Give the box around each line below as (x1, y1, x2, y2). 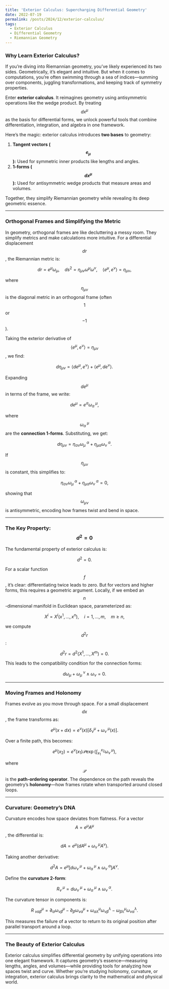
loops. (5, 787, 19, 793)
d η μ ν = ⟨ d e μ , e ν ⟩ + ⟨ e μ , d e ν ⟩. (56, 363, 113, 371)
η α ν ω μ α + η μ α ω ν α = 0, (60, 478, 109, 486)
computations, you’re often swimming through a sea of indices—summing (5, 74, 158, 80)
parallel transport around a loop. (5, 924, 72, 930)
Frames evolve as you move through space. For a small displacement (5, 700, 148, 707)
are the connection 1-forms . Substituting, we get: (5, 431, 108, 437)
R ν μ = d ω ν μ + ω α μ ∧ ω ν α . (56, 885, 113, 893)
